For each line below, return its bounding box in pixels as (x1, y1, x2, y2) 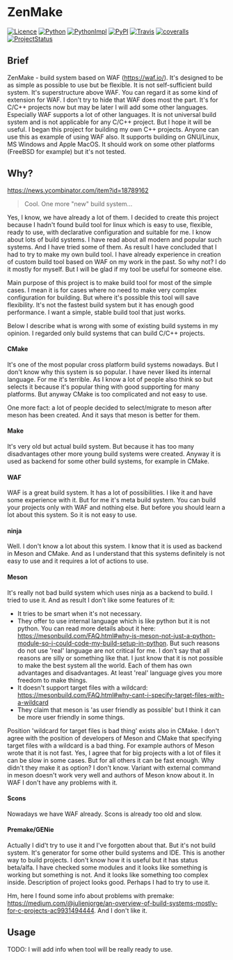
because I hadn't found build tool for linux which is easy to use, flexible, (7, 220, 213, 229)
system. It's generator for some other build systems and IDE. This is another (7, 848, 225, 857)
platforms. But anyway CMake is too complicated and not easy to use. (7, 389, 208, 398)
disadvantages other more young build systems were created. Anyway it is (7, 449, 221, 458)
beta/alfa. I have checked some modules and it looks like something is (7, 863, 208, 872)
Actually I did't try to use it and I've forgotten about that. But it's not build (7, 841, 216, 849)
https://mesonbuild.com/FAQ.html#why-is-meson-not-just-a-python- (17, 631, 216, 640)
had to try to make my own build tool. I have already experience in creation (7, 250, 221, 258)
